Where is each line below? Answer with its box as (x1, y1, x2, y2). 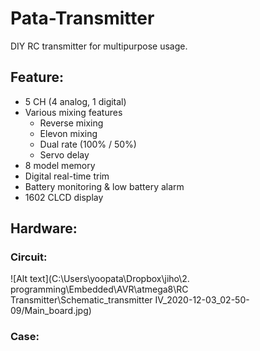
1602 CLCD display (24, 191, 104, 203)
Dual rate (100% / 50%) (39, 138, 137, 150)
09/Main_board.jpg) (10, 305, 92, 317)
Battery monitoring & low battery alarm (24, 180, 185, 192)
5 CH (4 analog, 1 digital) (24, 95, 127, 107)
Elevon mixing (39, 127, 98, 139)
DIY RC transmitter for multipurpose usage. (10, 40, 188, 52)
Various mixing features (24, 106, 123, 118)
